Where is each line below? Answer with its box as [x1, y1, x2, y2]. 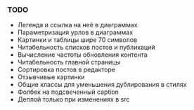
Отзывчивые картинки [17, 73, 85, 81]
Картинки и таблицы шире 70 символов [17, 36, 138, 44]
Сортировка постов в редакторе [17, 65, 116, 74]
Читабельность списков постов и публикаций [17, 43, 156, 52]
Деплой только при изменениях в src [17, 95, 130, 104]
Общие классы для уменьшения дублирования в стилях [17, 81, 187, 89]
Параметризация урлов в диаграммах [17, 28, 134, 36]
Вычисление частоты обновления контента [17, 50, 148, 59]
